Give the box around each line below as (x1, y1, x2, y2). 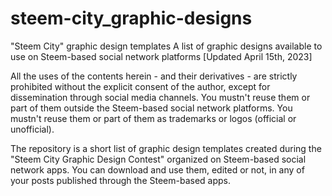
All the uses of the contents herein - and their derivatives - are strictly (10, 70, 298, 82)
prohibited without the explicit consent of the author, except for (10, 80, 271, 92)
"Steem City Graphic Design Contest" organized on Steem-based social (10, 153, 307, 165)
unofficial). (10, 123, 55, 135)
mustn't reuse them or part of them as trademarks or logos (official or (10, 112, 297, 124)
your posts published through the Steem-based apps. (10, 174, 231, 186)
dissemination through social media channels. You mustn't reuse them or (10, 91, 311, 103)
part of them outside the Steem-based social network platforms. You (10, 102, 293, 114)
